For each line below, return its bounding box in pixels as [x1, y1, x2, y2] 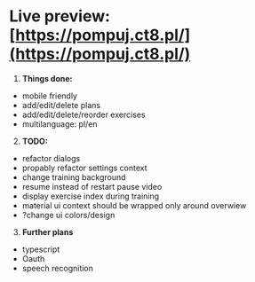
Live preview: [9, 6, 111, 27]
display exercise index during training [21, 191, 160, 201]
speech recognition [21, 262, 93, 273]
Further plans [21, 226, 74, 237]
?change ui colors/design [21, 209, 116, 220]
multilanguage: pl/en [21, 118, 98, 129]
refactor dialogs [21, 153, 81, 163]
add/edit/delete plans [21, 99, 100, 110]
